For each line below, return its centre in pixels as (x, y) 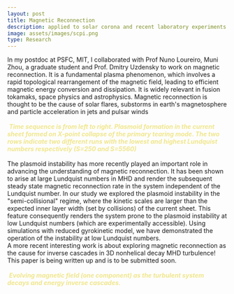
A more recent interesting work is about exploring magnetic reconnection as (117, 246)
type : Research (29, 40)
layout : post (26, 14)
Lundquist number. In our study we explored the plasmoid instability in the (114, 194)
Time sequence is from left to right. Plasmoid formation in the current (112, 127)
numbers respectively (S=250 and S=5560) (72, 149)
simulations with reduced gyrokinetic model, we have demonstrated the (110, 231)
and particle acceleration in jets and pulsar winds (78, 112)
